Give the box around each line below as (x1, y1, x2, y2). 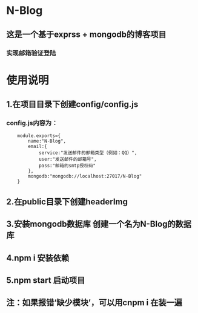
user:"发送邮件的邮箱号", (38, 156, 97, 163)
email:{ (28, 143, 47, 150)
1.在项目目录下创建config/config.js (6, 99, 139, 109)
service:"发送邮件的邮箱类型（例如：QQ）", (38, 150, 137, 156)
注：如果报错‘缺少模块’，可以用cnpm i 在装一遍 (6, 297, 183, 308)
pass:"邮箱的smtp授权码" (38, 163, 96, 169)
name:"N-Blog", (28, 138, 67, 144)
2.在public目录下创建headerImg (6, 196, 128, 207)
